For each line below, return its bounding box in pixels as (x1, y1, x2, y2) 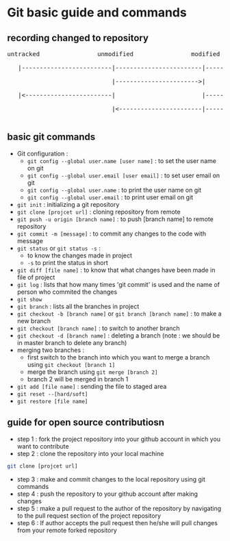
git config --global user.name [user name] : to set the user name (27, 156, 217, 165)
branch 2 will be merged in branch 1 (27, 375, 129, 383)
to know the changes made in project (27, 251, 132, 260)
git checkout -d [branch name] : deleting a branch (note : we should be (16, 331, 220, 340)
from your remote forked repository (16, 526, 118, 534)
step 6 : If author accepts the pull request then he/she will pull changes (16, 518, 218, 527)
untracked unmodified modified (7, 50, 220, 58)
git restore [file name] (16, 398, 88, 405)
